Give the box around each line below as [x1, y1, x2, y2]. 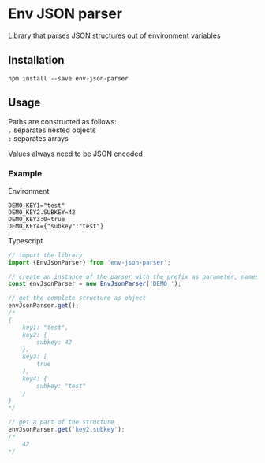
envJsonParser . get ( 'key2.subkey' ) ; [8, 426, 125, 434]
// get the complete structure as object [8, 294, 147, 302]
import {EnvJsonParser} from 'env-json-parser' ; [8, 258, 171, 266]
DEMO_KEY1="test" [8, 202, 65, 209]
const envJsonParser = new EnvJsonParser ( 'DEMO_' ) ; [8, 280, 181, 288]
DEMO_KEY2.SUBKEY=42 [8, 208, 77, 217]
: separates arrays [8, 133, 69, 143]
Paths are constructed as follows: [8, 117, 117, 126]
